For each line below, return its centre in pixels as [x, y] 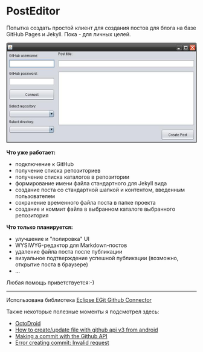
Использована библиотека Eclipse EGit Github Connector [79, 299]
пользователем [35, 196]
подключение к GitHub [44, 164]
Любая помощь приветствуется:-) [50, 283]
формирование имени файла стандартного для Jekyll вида [91, 183]
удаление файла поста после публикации [69, 251]
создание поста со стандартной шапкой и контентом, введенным [100, 190]
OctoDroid [28, 323]
